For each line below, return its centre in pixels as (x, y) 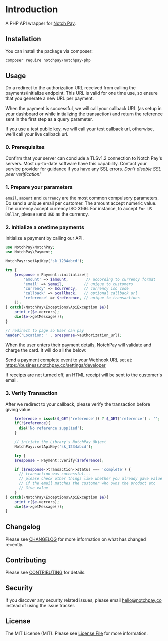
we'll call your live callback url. (37, 134)
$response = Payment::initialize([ (51, 275)
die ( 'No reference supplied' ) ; (51, 428)
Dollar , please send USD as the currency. (47, 214)
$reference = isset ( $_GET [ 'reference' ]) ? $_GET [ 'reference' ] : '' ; (87, 419)
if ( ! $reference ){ (32, 423)
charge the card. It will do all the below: (46, 350)
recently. (14, 545)
